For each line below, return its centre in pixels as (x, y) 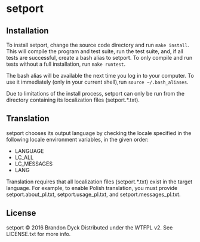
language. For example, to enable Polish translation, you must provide (92, 188)
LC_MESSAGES (33, 164)
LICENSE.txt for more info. (39, 234)
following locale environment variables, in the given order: (78, 139)
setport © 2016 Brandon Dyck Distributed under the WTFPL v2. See (90, 227)
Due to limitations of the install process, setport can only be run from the (96, 94)
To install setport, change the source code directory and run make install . (98, 45)
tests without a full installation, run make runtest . (66, 64)
